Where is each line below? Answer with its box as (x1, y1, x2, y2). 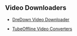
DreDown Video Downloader (12, 16, 70, 22)
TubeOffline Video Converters (12, 26, 72, 32)
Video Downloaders (5, 4, 67, 12)
